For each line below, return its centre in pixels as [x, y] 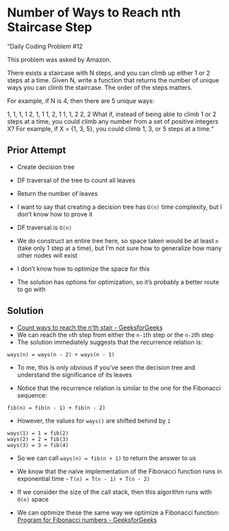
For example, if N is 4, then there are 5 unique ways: [81, 100]
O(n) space [33, 499]
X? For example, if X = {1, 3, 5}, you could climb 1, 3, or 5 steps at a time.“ [110, 128]
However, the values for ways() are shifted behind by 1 [94, 420]
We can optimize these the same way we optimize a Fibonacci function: [118, 512]
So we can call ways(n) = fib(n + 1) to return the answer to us [107, 457]
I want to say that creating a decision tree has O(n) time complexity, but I [119, 207]
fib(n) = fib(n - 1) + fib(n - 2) [57, 408]
